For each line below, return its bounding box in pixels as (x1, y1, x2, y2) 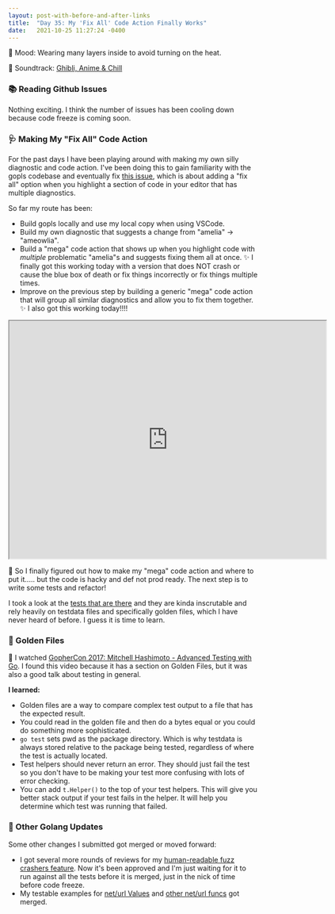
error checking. (19, 776, 70, 786)
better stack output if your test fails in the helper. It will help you (19, 794, 228, 803)
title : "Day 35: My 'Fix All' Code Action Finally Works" (8, 19, 207, 27)
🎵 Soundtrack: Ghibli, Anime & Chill (8, 63, 123, 73)
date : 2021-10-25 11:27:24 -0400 (8, 26, 126, 34)
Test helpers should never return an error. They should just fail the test (19, 759, 250, 769)
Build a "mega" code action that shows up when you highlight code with (19, 243, 256, 254)
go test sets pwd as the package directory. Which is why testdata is (19, 734, 243, 744)
